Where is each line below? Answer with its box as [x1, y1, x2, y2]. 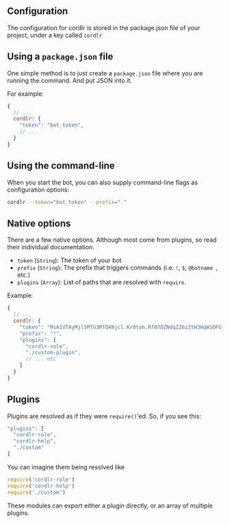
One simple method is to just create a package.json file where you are [7, 68, 203, 77]
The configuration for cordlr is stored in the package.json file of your [7, 23, 201, 32]
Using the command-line [7, 160, 115, 172]
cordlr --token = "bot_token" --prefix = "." [7, 199, 127, 205]
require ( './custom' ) [7, 489, 66, 496]
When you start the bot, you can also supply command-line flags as [7, 178, 199, 186]
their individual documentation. [7, 243, 94, 251]
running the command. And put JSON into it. [7, 76, 132, 84]
